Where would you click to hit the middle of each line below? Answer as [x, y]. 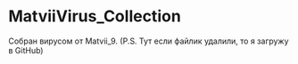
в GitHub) [26, 50]
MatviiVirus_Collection [95, 16]
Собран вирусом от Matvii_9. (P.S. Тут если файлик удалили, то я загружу [149, 41]
